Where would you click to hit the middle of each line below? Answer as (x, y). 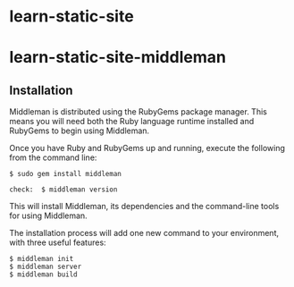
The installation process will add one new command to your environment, (144, 233)
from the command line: (53, 157)
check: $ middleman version (63, 190)
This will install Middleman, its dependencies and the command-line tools (144, 207)
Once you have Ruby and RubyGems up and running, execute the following (147, 148)
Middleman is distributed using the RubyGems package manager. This (139, 112)
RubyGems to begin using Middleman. (80, 131)
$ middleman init (42, 259)
